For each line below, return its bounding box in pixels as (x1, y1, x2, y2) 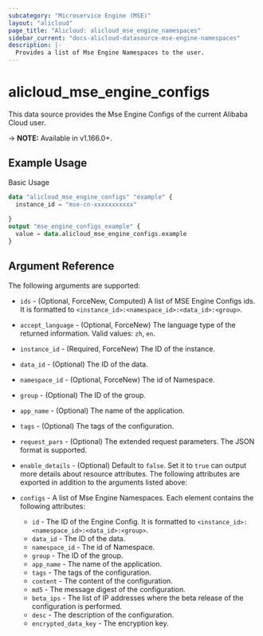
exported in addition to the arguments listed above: (19, 477, 188, 487)
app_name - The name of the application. (31, 559, 163, 568)
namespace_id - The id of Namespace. (31, 542, 155, 552)
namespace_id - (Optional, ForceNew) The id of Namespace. (19, 375, 215, 384)
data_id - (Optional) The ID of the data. (19, 359, 149, 369)
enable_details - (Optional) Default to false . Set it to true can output (19, 460, 247, 470)
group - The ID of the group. (31, 551, 124, 560)
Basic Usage (8, 177, 50, 187)
